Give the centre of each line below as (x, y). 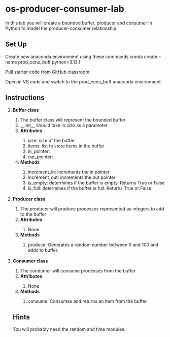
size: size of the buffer (51, 140)
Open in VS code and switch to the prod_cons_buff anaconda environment (83, 81)
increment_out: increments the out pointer (72, 177)
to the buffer (33, 214)
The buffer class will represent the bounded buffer (73, 119)
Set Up (16, 44)
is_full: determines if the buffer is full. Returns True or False (90, 188)
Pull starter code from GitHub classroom (47, 72)
